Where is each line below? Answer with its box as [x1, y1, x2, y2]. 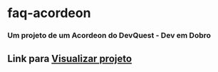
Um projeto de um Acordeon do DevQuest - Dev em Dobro [7, 31, 212, 41]
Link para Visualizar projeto [7, 52, 133, 65]
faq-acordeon [7, 5, 91, 21]
